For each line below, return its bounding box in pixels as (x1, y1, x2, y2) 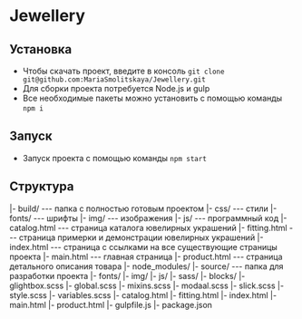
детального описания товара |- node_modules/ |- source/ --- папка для (9, 260, 284, 272)
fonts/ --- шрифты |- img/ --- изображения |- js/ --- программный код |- (9, 212, 287, 223)
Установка (9, 42, 73, 57)
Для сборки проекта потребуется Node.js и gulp (22, 83, 210, 93)
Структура (9, 179, 74, 195)
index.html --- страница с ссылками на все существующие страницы (9, 241, 278, 252)
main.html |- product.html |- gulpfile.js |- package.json (9, 299, 213, 310)
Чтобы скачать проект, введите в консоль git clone (22, 65, 225, 76)
